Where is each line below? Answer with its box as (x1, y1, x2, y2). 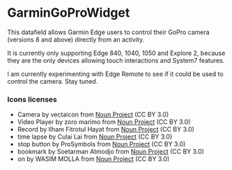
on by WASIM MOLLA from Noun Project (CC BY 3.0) (17, 155, 170, 163)
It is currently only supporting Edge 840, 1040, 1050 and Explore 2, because (7, 49, 226, 57)
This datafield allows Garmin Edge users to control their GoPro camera (7, 28, 210, 36)
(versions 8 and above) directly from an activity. (7, 35, 145, 43)
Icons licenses (7, 94, 57, 104)
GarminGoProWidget (7, 5, 130, 21)
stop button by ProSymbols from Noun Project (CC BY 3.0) (17, 140, 186, 148)
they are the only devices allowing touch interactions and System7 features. (7, 56, 225, 64)
